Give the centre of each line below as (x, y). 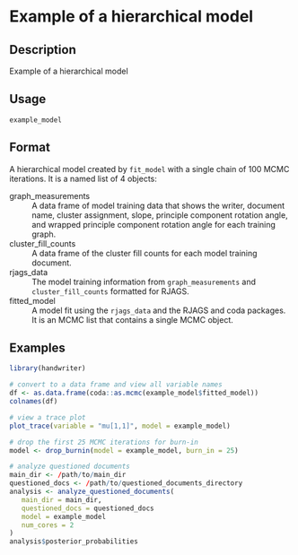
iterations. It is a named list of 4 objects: (83, 178)
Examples (37, 348)
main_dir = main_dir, (61, 499)
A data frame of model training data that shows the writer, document (158, 205)
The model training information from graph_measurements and (144, 282)
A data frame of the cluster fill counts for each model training (145, 253)
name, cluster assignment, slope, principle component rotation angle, (160, 215)
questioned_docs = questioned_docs (88, 508)
